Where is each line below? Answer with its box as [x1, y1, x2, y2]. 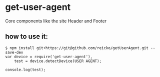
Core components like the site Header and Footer [5, 18, 106, 24]
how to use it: [5, 32, 48, 41]
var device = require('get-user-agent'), [5, 54, 93, 59]
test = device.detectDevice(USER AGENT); [14, 59, 101, 64]
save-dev [5, 50, 23, 55]
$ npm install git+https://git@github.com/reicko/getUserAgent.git [5, 45, 149, 51]
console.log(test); [5, 67, 46, 72]
